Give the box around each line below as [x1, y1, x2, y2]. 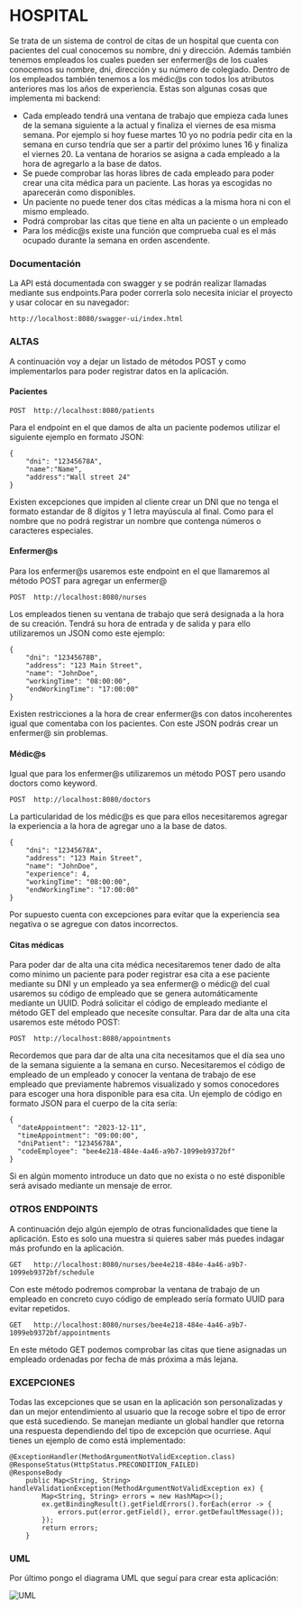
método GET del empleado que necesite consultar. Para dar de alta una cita [9, 1007, 290, 1018]
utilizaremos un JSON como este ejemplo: [9, 628, 165, 639]
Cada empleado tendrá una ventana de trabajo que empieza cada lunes [22, 110, 288, 121]
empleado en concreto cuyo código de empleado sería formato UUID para [9, 1293, 286, 1304]
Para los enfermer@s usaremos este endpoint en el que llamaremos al [9, 565, 270, 576]
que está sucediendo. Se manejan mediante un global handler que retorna [9, 1415, 285, 1426]
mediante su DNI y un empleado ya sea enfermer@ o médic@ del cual [9, 979, 270, 989]
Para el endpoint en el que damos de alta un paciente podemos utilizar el [9, 421, 280, 433]
